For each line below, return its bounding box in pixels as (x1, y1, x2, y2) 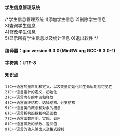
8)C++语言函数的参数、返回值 (5, 121, 57, 126)
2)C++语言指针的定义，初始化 (5, 89, 57, 94)
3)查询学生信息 (5, 23, 36, 29)
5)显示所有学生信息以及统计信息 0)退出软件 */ (5, 35, 98, 41)
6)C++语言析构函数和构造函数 (5, 111, 57, 116)
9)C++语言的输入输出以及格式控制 (5, 127, 64, 132)
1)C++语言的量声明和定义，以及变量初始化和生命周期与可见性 (5, 84, 113, 89)
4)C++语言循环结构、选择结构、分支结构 (5, 100, 76, 105)
